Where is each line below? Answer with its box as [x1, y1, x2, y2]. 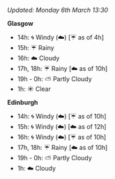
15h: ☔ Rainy [17, 44, 54, 51]
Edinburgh [7, 99, 38, 106]
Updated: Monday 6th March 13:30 [7, 6, 109, 14]
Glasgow [7, 19, 33, 27]
